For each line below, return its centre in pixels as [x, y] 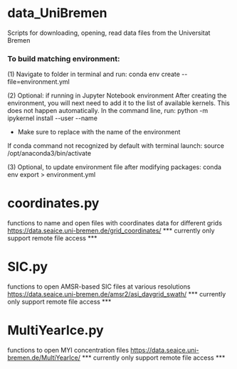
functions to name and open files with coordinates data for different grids [115, 223]
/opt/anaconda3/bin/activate [49, 154]
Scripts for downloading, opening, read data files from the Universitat [109, 33]
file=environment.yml [38, 82]
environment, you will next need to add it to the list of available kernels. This [118, 103]
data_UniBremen [57, 13]
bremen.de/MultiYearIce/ [44, 358]
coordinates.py [53, 203]
